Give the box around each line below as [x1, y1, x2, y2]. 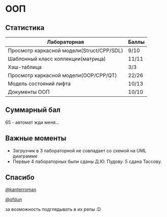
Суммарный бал [5, 105, 61, 115]
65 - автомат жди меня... [5, 119, 60, 125]
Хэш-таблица [8, 64, 42, 70]
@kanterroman [5, 186, 37, 193]
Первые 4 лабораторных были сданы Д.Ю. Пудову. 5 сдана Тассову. [12, 158, 162, 165]
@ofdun [5, 197, 22, 203]
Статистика [5, 23, 45, 32]
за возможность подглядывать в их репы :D [5, 206, 101, 212]
